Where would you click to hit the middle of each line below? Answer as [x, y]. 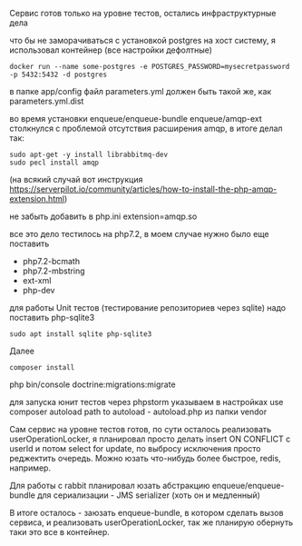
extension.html [37, 199]
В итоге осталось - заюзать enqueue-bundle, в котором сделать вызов [146, 513]
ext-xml [37, 280]
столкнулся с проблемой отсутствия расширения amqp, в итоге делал [146, 128]
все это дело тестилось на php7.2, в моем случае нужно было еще [139, 234]
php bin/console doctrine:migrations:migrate [93, 384]
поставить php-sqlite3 [52, 318]
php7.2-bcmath [51, 261]
